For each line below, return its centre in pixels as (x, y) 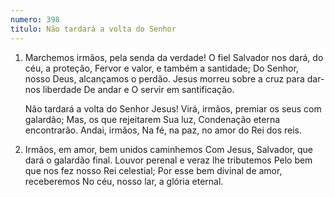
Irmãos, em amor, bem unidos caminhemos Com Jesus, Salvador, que (169, 149)
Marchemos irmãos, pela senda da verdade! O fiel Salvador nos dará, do (174, 57)
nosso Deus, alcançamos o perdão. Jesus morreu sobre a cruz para (164, 78)
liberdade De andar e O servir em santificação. (138, 89)
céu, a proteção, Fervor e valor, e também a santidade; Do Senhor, (161, 68)
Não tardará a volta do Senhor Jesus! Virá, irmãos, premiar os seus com (173, 108)
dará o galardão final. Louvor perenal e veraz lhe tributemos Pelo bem (168, 160)
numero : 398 (35, 19)
